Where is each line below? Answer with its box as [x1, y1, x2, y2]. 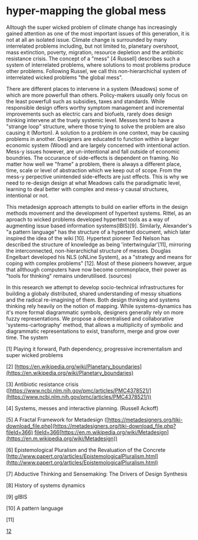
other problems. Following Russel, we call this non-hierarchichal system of [6, 67, 187, 74]
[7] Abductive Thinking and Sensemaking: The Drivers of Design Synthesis [6, 470, 187, 477]
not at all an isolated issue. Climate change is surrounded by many [6, 36, 167, 43]
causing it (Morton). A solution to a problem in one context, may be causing [6, 129, 190, 136]
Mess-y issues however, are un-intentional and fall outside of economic [6, 148, 180, 155]
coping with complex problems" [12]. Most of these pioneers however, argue [6, 260, 192, 267]
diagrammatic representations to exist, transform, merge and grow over [6, 328, 180, 335]
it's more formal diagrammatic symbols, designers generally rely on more [6, 309, 184, 316]
